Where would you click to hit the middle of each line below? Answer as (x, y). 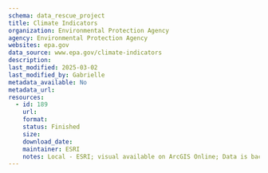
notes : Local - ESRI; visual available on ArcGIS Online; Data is (135, 156)
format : (35, 120)
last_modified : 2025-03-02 (53, 68)
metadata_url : (32, 90)
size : (32, 134)
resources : (26, 97)
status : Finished (51, 127)
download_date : (48, 142)
